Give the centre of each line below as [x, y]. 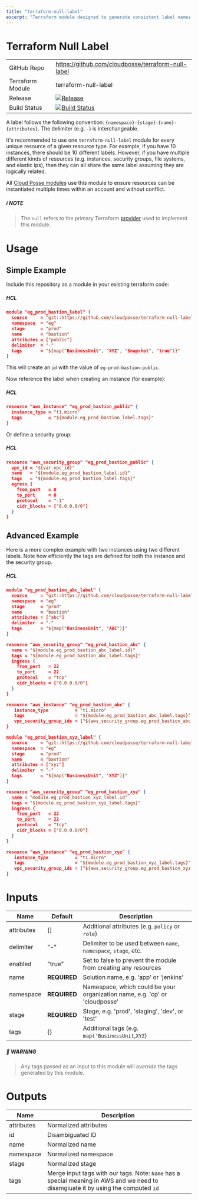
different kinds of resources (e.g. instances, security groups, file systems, [96, 159]
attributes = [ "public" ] [42, 340]
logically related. [26, 171]
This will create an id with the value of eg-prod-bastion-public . [83, 367]
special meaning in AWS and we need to [103, 1181]
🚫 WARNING [21, 1051]
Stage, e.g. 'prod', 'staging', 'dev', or [133, 1012]
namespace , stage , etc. [112, 951]
